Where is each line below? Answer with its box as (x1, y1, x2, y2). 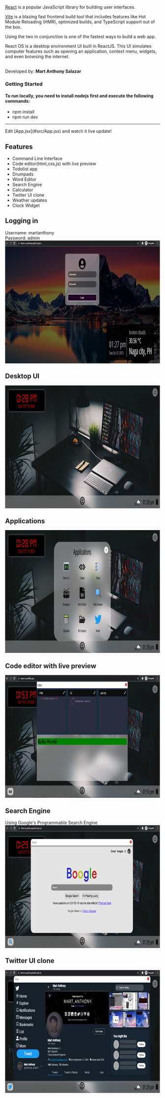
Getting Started (5, 81, 43, 87)
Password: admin (5, 235, 40, 241)
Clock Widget (12, 202, 40, 208)
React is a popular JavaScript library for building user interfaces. (5, 4, 136, 10)
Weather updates (12, 197, 48, 203)
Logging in (5, 217, 38, 225)
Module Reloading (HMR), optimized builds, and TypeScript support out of (5, 19, 155, 25)
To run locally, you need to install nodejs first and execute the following (5, 93, 154, 99)
